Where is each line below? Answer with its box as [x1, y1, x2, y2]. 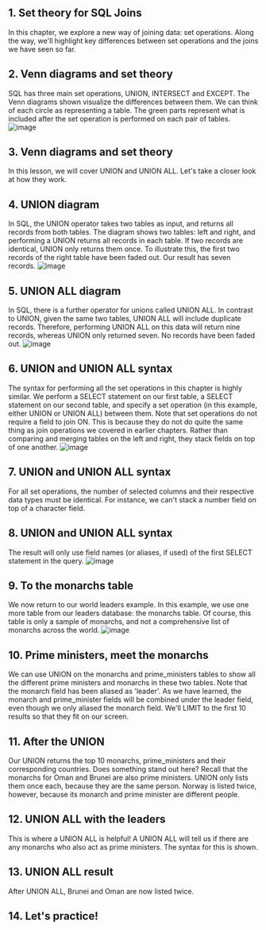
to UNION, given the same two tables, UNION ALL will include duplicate [8, 314, 242, 324]
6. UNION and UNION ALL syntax [8, 362, 173, 376]
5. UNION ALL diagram [8, 284, 121, 297]
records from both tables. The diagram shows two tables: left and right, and [8, 227, 256, 237]
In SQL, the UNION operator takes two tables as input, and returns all [8, 219, 234, 229]
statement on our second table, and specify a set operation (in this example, [8, 400, 258, 409]
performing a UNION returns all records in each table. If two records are [8, 236, 244, 246]
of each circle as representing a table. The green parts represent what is [8, 105, 245, 114]
